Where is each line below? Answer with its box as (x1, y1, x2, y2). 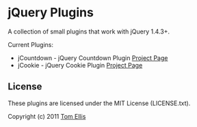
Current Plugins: (8, 40, 54, 48)
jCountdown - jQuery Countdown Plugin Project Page (17, 53, 168, 62)
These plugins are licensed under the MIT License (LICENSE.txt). (8, 99, 191, 107)
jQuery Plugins (8, 5, 94, 20)
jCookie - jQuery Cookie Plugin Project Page (17, 61, 143, 69)
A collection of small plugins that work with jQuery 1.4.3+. (8, 27, 170, 36)
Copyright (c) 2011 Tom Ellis (8, 112, 86, 120)
